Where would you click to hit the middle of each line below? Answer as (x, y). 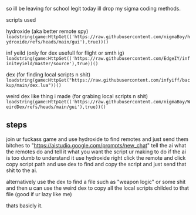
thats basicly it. (24, 206)
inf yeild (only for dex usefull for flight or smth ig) (65, 53)
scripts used (21, 20)
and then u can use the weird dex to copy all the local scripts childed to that (98, 188)
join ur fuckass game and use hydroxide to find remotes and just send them (97, 139)
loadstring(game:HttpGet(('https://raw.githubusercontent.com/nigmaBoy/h (98, 37)
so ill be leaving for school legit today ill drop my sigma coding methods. (93, 9)
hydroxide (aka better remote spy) (47, 31)
